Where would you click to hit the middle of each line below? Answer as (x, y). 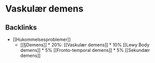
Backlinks (21, 27)
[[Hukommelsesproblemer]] (42, 39)
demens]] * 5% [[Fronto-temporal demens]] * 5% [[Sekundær (85, 50)
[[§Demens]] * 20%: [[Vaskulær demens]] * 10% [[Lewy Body (85, 45)
